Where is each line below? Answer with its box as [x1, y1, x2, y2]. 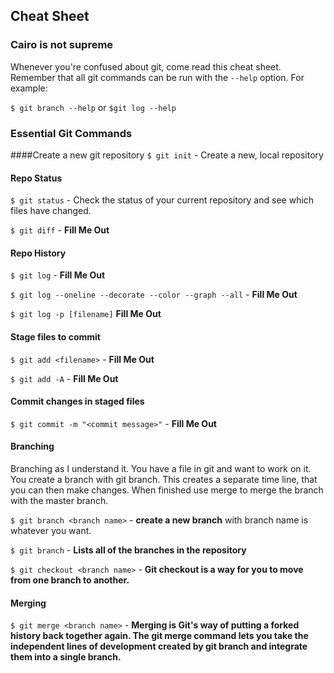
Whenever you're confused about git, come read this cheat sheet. [10, 60, 282, 73]
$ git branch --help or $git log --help [10, 101, 177, 113]
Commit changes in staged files [10, 395, 145, 408]
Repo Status [10, 172, 63, 184]
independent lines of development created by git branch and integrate [10, 640, 308, 653]
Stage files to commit [10, 330, 101, 343]
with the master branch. [10, 495, 109, 506]
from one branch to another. [10, 574, 130, 586]
